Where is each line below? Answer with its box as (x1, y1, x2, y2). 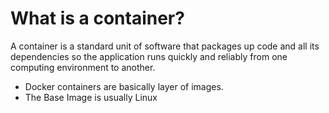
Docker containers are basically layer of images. (24, 80, 224, 92)
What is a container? (10, 7, 185, 30)
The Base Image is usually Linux (24, 91, 158, 103)
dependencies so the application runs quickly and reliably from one (10, 50, 288, 62)
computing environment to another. (10, 61, 156, 73)
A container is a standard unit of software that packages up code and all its (10, 40, 320, 52)
